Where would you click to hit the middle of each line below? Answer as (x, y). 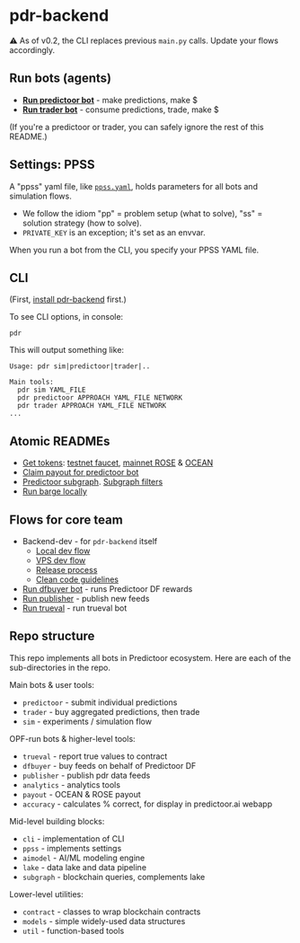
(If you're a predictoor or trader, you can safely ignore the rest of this (137, 127)
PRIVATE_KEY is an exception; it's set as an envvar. (114, 232)
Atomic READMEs (60, 441)
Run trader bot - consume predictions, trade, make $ (120, 110)
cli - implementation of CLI (73, 838)
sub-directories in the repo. (60, 667)
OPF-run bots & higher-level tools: (73, 738)
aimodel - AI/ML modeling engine (84, 858)
